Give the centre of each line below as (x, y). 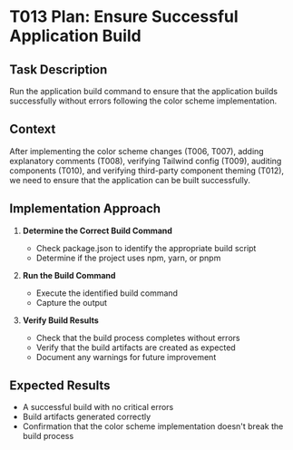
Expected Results (60, 386)
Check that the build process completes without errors (138, 337)
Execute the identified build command (107, 293)
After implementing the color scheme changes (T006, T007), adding (137, 151)
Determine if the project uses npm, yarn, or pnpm (128, 258)
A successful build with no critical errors (98, 407)
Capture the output (71, 302)
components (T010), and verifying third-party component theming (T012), (146, 171)
